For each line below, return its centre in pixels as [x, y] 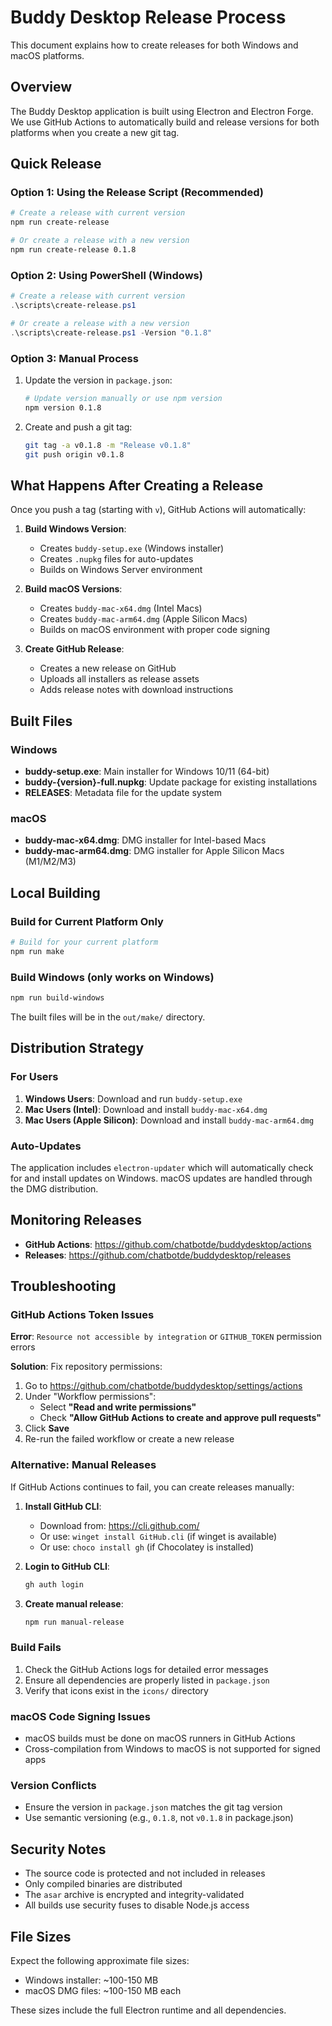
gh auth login [54, 1584]
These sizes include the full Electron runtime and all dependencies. [148, 2010]
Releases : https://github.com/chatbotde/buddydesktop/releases [158, 1255]
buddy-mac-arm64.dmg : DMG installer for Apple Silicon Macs [154, 851]
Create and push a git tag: [78, 427]
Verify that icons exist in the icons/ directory [116, 1690]
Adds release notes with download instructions [136, 690]
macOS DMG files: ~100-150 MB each [103, 1990]
